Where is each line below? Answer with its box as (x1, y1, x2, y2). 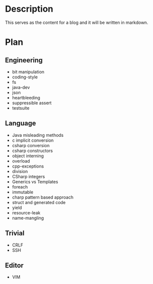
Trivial (5, 229, 25, 237)
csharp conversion (12, 142, 50, 148)
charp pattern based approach (12, 194, 74, 200)
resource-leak (12, 209, 40, 215)
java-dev (12, 84, 30, 90)
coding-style (12, 74, 38, 80)
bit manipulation (12, 69, 45, 75)
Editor (5, 261, 24, 269)
